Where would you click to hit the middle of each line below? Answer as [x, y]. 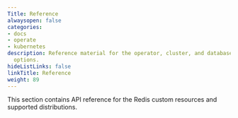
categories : [25, 27]
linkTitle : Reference [39, 73]
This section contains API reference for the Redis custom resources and [112, 100]
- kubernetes [27, 47]
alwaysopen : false [34, 20]
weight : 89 [23, 79]
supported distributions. [42, 107]
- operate [22, 40]
